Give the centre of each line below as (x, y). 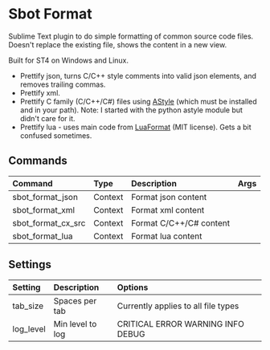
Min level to (75, 324)
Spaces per (75, 300)
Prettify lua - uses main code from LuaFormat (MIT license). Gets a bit (135, 127)
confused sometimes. (56, 135)
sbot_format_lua (43, 236)
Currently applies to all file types (178, 306)
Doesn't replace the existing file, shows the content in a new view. (118, 44)
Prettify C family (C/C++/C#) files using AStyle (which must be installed (138, 101)
